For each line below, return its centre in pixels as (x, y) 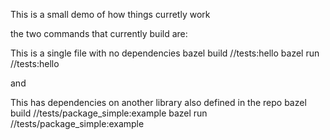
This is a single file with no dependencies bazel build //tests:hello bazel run (165, 53)
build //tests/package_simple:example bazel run (109, 113)
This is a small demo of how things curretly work (110, 14)
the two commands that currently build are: (99, 33)
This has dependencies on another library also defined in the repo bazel (158, 102)
